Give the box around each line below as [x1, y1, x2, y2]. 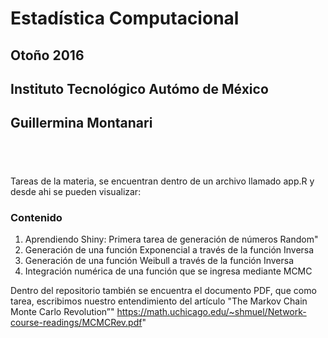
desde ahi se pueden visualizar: [10, 185, 142, 197]
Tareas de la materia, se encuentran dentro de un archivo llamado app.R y [10, 175, 315, 187]
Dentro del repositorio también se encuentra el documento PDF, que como [10, 285, 317, 297]
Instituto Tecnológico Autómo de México [10, 80, 269, 97]
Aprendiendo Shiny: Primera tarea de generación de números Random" [24, 233, 319, 246]
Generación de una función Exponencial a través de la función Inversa [24, 244, 315, 256]
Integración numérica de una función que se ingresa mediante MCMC [24, 265, 313, 277]
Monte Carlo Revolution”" [10, 306, 115, 318]
